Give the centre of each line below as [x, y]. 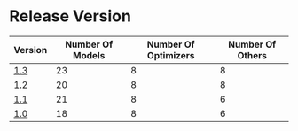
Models [89, 55]
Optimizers [171, 55]
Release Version [70, 16]
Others [252, 55]
